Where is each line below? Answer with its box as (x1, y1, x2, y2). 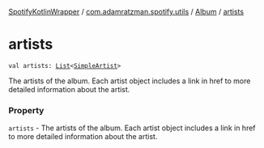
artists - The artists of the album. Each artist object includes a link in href (8, 123, 257, 133)
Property (8, 104, 45, 116)
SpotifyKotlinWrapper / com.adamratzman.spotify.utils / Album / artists (8, 7, 245, 16)
